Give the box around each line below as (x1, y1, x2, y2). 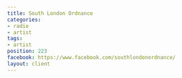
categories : (7, 16, 41, 23)
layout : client (7, 60, 51, 67)
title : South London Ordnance (7, 9, 94, 17)
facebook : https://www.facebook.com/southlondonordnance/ (7, 54, 176, 61)
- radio (7, 22, 29, 29)
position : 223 (7, 48, 48, 55)
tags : (7, 35, 23, 42)
